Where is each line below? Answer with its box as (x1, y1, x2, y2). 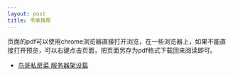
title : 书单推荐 (7, 17, 51, 24)
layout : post (7, 10, 46, 18)
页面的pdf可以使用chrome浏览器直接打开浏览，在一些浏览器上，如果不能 (7, 37, 220, 46)
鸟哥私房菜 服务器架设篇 (17, 61, 89, 69)
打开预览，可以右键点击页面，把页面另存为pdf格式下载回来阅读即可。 (13, 46, 217, 54)
